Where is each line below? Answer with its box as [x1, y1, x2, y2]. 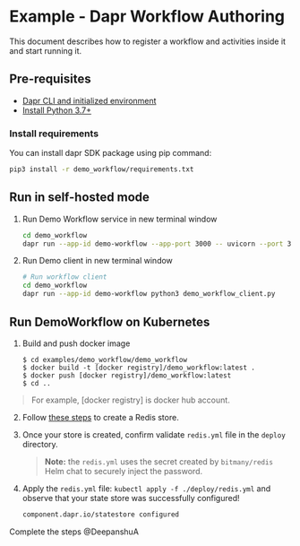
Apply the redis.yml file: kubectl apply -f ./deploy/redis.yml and [21, 482, 271, 494]
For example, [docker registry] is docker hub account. [30, 394, 230, 405]
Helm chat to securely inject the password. [44, 465, 203, 476]
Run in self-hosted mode [9, 190, 150, 205]
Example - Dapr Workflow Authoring [9, 6, 285, 27]
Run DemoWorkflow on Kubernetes [9, 314, 210, 329]
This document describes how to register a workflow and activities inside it [9, 36, 287, 47]
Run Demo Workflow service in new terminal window [21, 213, 218, 224]
